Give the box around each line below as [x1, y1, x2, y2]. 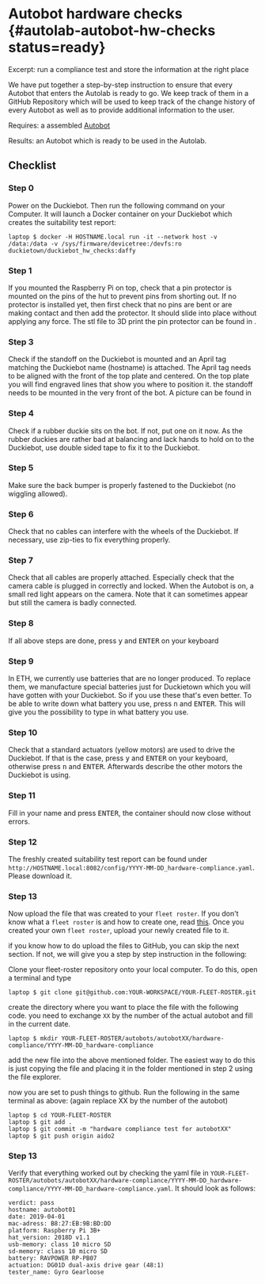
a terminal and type [8, 973, 72, 983]
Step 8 [8, 618, 34, 629]
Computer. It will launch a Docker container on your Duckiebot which [8, 209, 233, 219]
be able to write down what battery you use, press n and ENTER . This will [8, 699, 246, 708]
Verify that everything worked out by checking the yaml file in [8, 1168, 210, 1178]
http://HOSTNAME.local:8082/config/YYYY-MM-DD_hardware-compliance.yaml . [8, 863, 256, 872]
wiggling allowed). [8, 489, 68, 498]
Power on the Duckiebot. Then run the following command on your [8, 200, 225, 210]
